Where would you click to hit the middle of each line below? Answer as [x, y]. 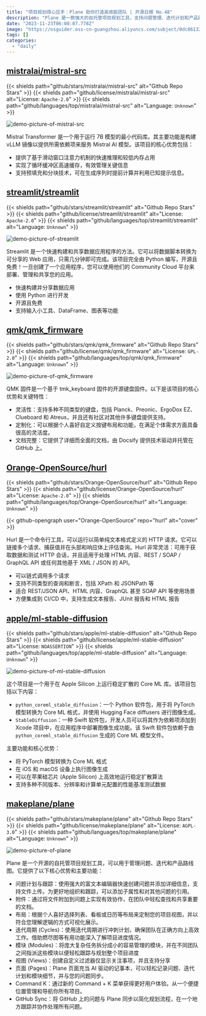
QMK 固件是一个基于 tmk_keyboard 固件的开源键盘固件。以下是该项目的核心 [103, 389]
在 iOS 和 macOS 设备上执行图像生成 [62, 769]
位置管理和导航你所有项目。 [50, 991]
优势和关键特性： [28, 397]
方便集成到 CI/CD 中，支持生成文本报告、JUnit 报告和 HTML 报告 [97, 599]
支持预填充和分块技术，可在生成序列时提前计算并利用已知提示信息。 [101, 173]
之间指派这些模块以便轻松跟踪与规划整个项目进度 [77, 953]
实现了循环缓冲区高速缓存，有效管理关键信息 [72, 165]
